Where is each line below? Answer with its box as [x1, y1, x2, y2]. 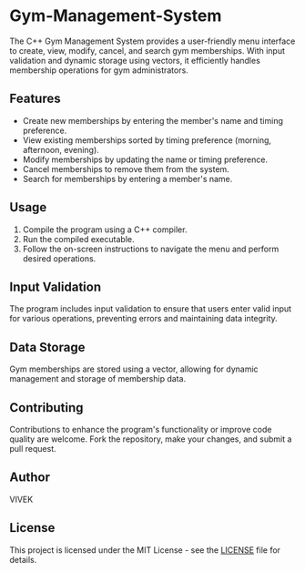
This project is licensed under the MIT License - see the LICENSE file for [9, 544, 280, 556]
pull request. [9, 444, 56, 454]
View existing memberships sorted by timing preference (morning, [22, 134, 271, 146]
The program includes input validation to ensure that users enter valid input [9, 303, 292, 314]
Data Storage [9, 339, 86, 355]
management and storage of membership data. [9, 373, 187, 384]
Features [9, 91, 61, 107]
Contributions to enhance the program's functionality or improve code [9, 424, 272, 434]
